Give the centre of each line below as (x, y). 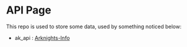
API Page (29, 10)
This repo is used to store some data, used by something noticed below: (94, 26)
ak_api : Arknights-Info (42, 38)
